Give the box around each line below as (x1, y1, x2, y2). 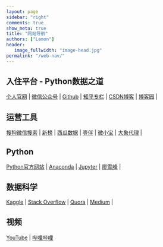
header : (6, 42, 26, 48)
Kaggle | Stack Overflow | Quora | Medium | (6, 198, 114, 205)
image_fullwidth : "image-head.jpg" (14, 47, 102, 53)
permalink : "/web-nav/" (6, 53, 65, 59)
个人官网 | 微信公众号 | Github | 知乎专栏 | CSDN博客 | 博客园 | (6, 93, 158, 100)
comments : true (6, 20, 44, 26)
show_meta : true (6, 25, 46, 31)
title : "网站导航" (6, 31, 49, 37)
